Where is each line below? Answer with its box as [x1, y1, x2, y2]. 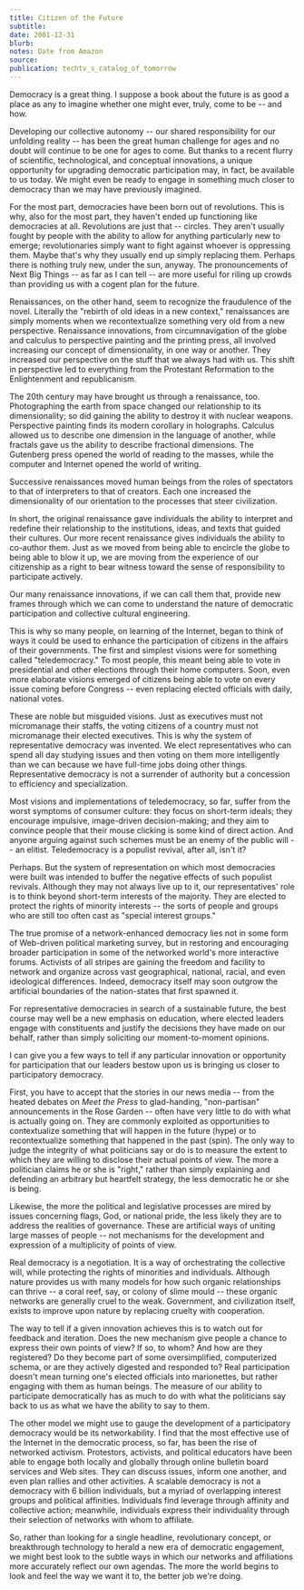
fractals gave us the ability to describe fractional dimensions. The [9, 439, 254, 450]
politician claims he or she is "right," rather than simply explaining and [9, 1164, 270, 1175]
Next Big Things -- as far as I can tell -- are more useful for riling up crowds [9, 269, 292, 280]
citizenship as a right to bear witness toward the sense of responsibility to [9, 561, 286, 572]
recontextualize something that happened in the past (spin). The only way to [9, 1135, 295, 1146]
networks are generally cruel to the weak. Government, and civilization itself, [9, 1296, 296, 1307]
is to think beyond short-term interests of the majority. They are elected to [9, 890, 287, 901]
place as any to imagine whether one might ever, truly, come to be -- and [9, 98, 282, 109]
